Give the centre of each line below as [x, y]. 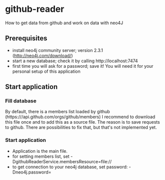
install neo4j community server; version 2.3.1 [58, 50]
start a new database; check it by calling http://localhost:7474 [75, 61]
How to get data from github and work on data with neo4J [64, 23]
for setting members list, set [41, 156]
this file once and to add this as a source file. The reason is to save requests [82, 122]
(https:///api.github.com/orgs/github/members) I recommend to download [80, 117]
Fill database [21, 101]
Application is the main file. [40, 151]
